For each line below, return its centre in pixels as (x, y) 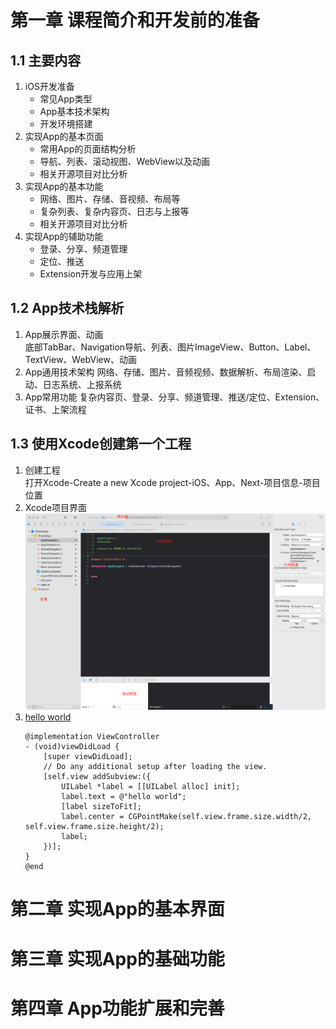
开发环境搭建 (66, 124)
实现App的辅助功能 (64, 236)
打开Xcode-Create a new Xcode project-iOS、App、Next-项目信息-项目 (172, 482)
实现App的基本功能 (64, 186)
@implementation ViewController (92, 737)
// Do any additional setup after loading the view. (155, 767)
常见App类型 (66, 99)
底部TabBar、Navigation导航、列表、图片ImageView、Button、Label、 (170, 347)
